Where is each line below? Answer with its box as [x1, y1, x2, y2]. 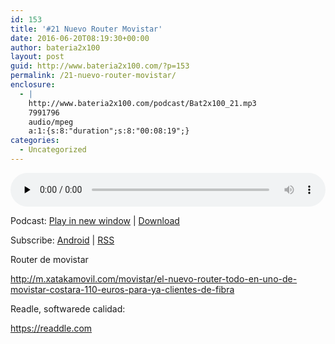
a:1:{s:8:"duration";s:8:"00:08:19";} [28, 126, 190, 136]
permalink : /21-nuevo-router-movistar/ [10, 71, 177, 81]
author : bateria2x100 [10, 42, 101, 53]
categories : [10, 136, 60, 146]
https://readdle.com [10, 322, 93, 334]
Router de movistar [10, 253, 89, 265]
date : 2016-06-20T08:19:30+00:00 [10, 33, 150, 43]
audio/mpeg [28, 117, 74, 127]
